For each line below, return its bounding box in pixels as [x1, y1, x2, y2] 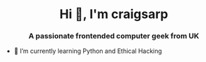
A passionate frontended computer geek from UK [28, 31, 200, 41]
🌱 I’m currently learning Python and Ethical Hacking [13, 47, 163, 55]
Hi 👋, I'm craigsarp [59, 6, 169, 22]
